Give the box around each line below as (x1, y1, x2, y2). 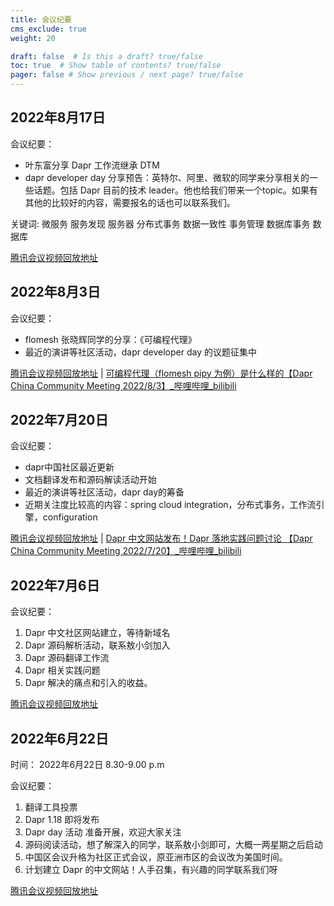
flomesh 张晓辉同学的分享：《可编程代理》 (24, 333, 197, 345)
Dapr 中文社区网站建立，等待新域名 (24, 627, 171, 639)
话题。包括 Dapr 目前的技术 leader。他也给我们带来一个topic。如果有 (33, 184, 318, 196)
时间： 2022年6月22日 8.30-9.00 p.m (10, 759, 165, 771)
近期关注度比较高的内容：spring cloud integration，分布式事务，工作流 (24, 499, 317, 511)
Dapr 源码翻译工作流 (24, 652, 110, 664)
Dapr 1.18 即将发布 (24, 814, 100, 826)
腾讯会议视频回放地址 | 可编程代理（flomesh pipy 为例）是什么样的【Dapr (10, 367, 313, 379)
